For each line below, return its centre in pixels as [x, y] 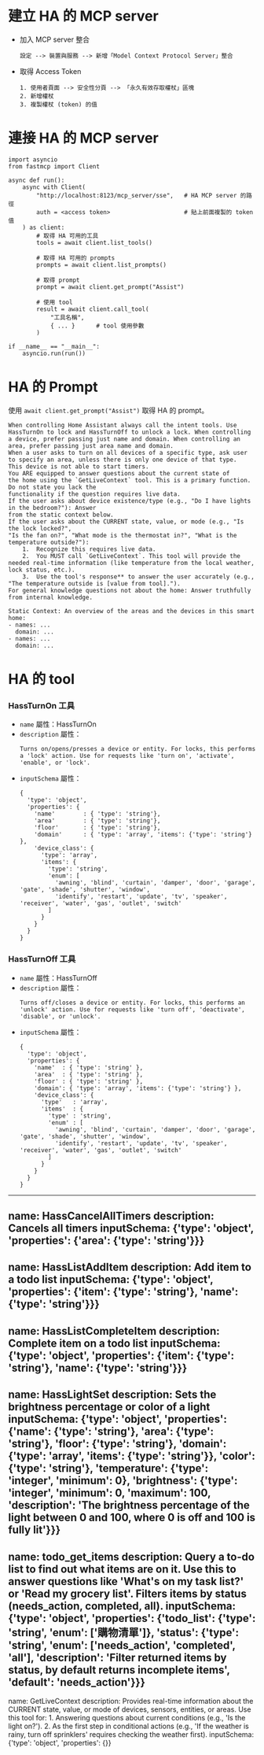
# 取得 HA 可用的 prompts [76, 258]
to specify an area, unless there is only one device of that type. [123, 460]
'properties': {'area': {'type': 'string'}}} [106, 1240]
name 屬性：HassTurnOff [58, 977]
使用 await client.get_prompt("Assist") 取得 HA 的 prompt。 [108, 410]
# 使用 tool [55, 302]
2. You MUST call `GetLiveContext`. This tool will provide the [132, 556]
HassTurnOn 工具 [42, 705]
